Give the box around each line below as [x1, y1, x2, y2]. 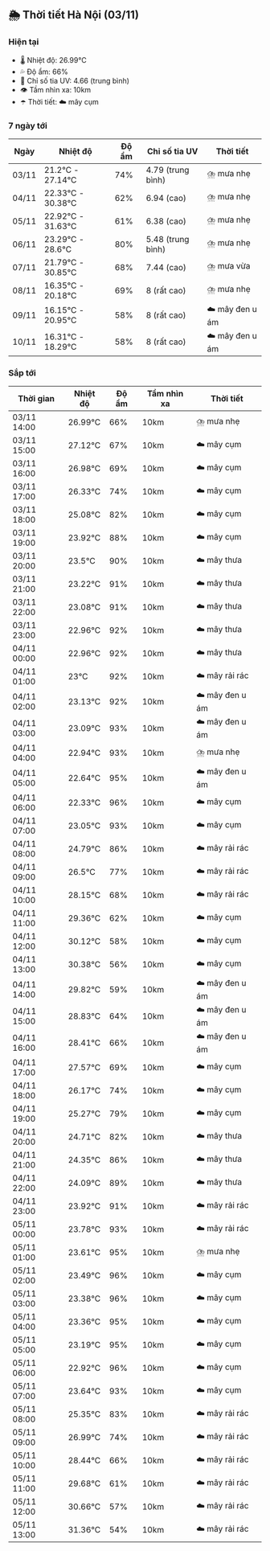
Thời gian [17, 393, 55, 404]
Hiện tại [8, 36, 39, 47]
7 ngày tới [8, 120, 48, 131]
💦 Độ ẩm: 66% [19, 67, 68, 76]
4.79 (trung [145, 164, 190, 175]
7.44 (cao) [145, 261, 187, 273]
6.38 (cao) [145, 215, 187, 227]
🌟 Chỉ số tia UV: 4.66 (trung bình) [19, 76, 130, 85]
